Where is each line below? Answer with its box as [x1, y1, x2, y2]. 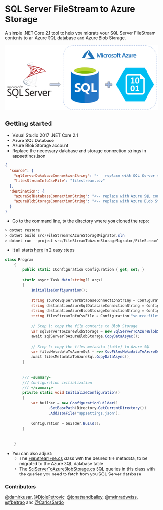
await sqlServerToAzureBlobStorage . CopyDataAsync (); [31, 334, 140, 339]
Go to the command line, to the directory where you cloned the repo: [12, 218, 149, 224]
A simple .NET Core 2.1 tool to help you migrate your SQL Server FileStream [5, 30, 156, 35]
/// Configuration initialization [22, 380, 92, 385]
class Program [5, 257, 34, 262]
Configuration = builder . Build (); [31, 421, 101, 426]
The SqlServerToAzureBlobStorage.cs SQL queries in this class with [19, 466, 155, 472]
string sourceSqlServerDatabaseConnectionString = [31, 298, 136, 303]
